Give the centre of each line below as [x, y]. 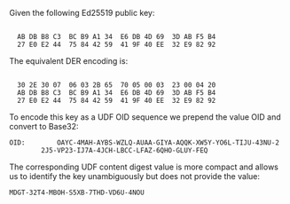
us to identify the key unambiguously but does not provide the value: [134, 176]
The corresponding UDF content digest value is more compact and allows [144, 167]
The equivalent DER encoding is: [69, 61]
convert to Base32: [44, 126]
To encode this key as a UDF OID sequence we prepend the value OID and [145, 117]
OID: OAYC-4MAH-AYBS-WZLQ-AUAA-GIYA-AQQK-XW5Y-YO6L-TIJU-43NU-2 [144, 143]
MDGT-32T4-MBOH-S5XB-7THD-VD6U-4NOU [77, 192]
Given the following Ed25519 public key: [82, 13]
